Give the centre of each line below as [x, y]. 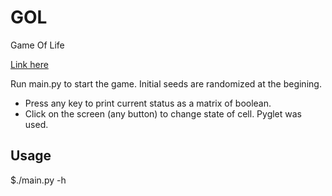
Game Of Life [37, 45]
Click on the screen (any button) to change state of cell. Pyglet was [163, 113]
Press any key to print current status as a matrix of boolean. [148, 103]
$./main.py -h [38, 180]
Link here [29, 64]
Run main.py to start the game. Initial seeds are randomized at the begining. [166, 83]
